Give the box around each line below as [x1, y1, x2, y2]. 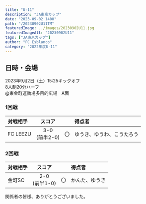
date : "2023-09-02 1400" [5, 16, 57, 21]
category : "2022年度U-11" [5, 44, 57, 49]
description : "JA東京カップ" [5, 12, 62, 17]
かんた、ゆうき [71, 177, 106, 184]
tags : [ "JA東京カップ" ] [5, 35, 51, 40]
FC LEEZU [7, 130, 31, 137]
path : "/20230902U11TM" [5, 21, 55, 26]
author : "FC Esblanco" [5, 40, 52, 45]
